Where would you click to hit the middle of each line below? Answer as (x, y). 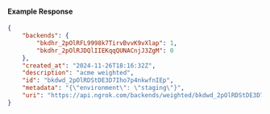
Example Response (40, 11)
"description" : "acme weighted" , (78, 73)
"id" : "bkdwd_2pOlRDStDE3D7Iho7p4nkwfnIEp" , (98, 80)
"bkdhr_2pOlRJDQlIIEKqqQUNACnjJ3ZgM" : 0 (105, 51)
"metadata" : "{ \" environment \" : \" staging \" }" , (103, 88)
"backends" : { (46, 36)
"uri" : (33, 96)
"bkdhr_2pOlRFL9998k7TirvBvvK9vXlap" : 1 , (107, 43)
